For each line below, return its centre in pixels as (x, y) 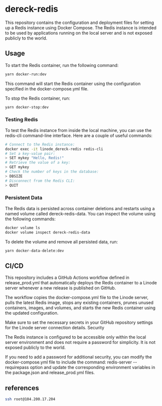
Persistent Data (24, 198)
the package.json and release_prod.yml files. (50, 373)
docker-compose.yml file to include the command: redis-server (69, 362)
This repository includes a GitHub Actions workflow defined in (67, 278)
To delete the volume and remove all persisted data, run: (62, 242)
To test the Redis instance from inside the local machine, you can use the (78, 130)
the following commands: (30, 219)
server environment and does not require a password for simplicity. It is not (80, 342)
